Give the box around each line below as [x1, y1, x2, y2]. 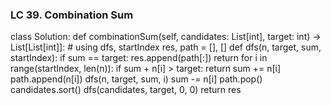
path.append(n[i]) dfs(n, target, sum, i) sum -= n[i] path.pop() [10, 73, 263, 85]
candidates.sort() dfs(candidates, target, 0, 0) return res [10, 84, 242, 96]
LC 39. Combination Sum [10, 8, 134, 22]
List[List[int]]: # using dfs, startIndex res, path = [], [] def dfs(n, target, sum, [10, 41, 322, 53]
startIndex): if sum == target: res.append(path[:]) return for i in [10, 52, 268, 64]
